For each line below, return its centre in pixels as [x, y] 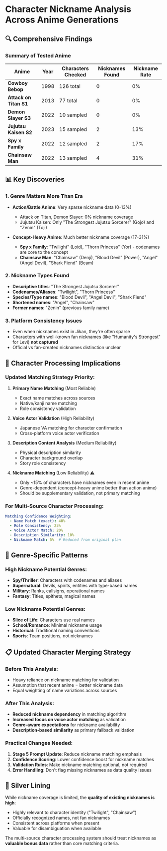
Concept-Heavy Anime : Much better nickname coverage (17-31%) [81, 237]
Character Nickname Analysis [68, 9]
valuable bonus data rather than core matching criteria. [62, 844]
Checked [75, 74]
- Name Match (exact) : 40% [38, 521]
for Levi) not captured [35, 342]
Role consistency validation [48, 409]
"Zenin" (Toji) [33, 227]
